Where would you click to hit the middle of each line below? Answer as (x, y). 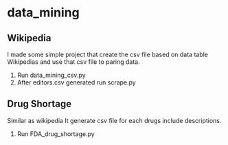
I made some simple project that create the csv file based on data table (107, 54)
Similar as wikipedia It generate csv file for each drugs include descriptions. (114, 120)
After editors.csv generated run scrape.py (76, 82)
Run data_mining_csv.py (51, 75)
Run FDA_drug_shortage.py (56, 134)
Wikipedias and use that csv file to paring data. (73, 62)
